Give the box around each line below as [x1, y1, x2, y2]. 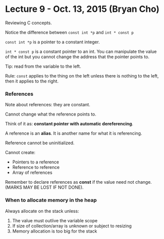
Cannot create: [5, 150, 36, 156]
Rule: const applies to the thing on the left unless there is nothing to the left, [5, 73, 159, 79]
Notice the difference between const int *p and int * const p [5, 29, 134, 35]
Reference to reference [12, 164, 60, 170]
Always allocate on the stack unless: [5, 208, 79, 214]
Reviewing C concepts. [5, 20, 52, 26]
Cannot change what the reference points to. [5, 111, 96, 117]
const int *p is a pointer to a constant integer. [5, 39, 100, 45]
